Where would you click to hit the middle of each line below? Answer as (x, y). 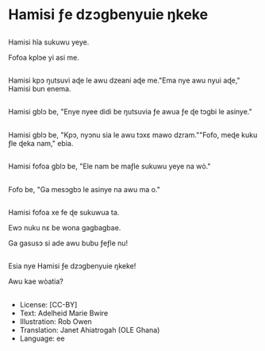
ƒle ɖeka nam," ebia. (41, 143)
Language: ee (42, 338)
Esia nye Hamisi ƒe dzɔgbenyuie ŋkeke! (72, 266)
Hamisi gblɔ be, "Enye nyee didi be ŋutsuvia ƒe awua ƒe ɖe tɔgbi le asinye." (130, 112)
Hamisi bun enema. (40, 88)
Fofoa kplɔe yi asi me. (44, 57)
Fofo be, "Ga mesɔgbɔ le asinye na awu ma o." (84, 189)
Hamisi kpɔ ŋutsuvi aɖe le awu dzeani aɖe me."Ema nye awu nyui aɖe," (124, 80)
